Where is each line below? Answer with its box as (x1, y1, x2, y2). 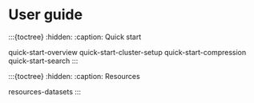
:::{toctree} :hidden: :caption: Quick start (8, 32, 142, 42)
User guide (8, 6, 83, 24)
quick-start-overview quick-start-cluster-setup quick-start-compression (8, 47, 247, 57)
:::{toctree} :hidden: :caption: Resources (8, 71, 140, 81)
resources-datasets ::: (8, 86, 82, 97)
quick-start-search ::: (8, 56, 79, 65)
